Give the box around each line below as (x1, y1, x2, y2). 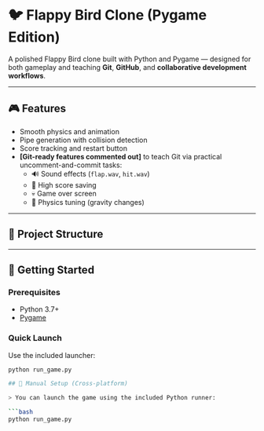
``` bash (8, 408, 34, 416)
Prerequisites (8, 287, 60, 298)
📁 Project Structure (8, 228, 104, 241)
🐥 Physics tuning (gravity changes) (31, 197, 145, 206)
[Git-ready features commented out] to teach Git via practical (19, 152, 222, 161)
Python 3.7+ (19, 305, 60, 314)
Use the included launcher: (8, 350, 96, 360)
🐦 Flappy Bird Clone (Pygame (8, 6, 207, 24)
